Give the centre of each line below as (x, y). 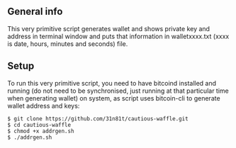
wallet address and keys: (44, 106)
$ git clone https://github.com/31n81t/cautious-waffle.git (98, 119)
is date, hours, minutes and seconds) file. (68, 44)
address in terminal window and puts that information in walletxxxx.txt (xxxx (118, 36)
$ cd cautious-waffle (39, 125)
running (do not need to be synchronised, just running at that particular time (118, 91)
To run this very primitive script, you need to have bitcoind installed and (112, 83)
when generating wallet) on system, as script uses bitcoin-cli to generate (114, 98)
